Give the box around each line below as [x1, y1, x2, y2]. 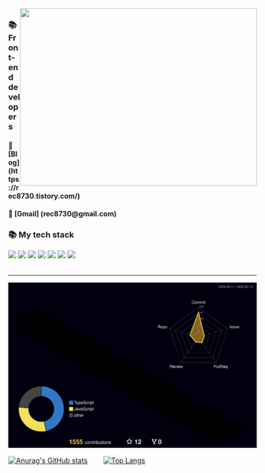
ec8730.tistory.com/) [8, 191, 80, 201]
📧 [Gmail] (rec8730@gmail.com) [8, 209, 117, 219]
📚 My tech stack [8, 229, 75, 240]
